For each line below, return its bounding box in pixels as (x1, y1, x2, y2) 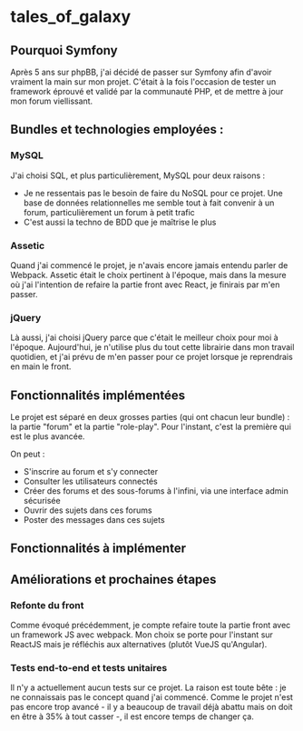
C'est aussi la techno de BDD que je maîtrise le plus (23, 216, 217, 227)
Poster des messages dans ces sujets (23, 515, 166, 526)
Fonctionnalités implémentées (10, 387, 186, 403)
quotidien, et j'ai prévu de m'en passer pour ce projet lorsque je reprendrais (10, 352, 293, 363)
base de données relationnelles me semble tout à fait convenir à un (23, 197, 275, 208)
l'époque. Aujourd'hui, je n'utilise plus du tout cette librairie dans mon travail (10, 342, 295, 353)
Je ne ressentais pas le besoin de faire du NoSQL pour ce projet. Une (23, 187, 284, 198)
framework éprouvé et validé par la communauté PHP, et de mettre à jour (10, 86, 284, 96)
